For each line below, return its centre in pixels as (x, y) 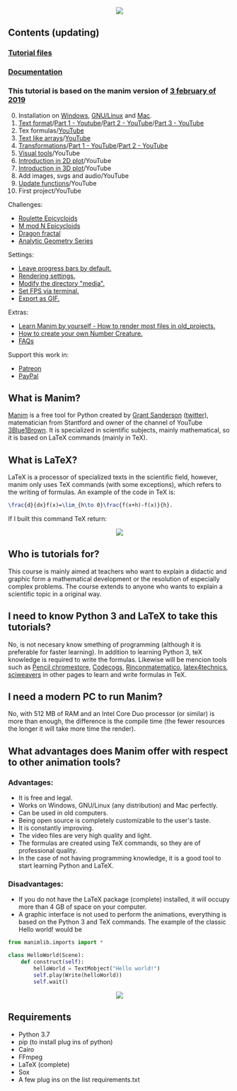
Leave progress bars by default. (65, 268)
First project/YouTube (50, 191)
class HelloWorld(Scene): (46, 956)
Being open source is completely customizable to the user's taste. (114, 821)
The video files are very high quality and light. (85, 836)
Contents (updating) (54, 33)
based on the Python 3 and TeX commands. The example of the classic (122, 922)
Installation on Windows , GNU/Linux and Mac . (85, 115)
